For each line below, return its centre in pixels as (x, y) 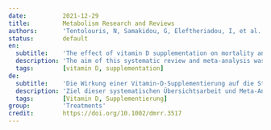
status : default (48, 38)
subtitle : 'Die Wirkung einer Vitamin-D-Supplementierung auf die (135, 83)
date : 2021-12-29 (54, 16)
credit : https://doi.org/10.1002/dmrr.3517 (95, 114)
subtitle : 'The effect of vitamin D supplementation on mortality (135, 53)
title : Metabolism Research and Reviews (92, 23)
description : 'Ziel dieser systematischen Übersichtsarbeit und (126, 91)
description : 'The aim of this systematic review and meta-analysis (133, 61)
